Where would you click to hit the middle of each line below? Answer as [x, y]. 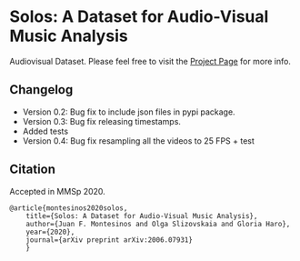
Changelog [41, 90]
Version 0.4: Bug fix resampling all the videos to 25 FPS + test [138, 141]
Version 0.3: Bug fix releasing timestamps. [102, 121]
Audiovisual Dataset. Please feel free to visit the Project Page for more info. [150, 61]
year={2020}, [50, 232]
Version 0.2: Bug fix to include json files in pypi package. [129, 112]
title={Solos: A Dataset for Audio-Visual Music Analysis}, [142, 216]
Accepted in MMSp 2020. [58, 191]
